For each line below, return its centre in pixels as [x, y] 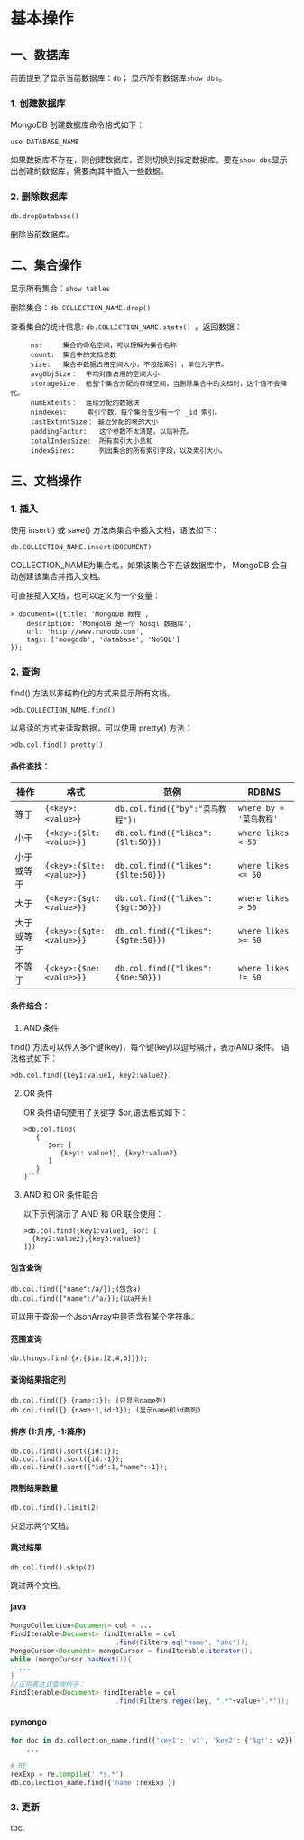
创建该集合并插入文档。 [61, 576]
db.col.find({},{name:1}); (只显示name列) [88, 1401]
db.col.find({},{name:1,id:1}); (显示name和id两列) [106, 1411]
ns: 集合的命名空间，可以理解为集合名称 [104, 345]
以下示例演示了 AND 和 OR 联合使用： [93, 1213]
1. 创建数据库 [38, 103]
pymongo [29, 1721]
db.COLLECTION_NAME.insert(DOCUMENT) [81, 547]
